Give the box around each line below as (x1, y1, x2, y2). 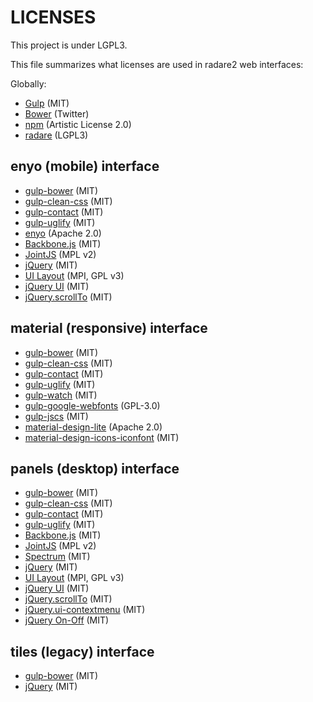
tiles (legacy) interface (10, 643, 155, 660)
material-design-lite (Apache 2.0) (24, 421, 163, 433)
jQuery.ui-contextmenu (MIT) (24, 604, 146, 616)
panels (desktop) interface (10, 460, 180, 477)
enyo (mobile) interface (10, 158, 160, 175)
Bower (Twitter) (24, 107, 90, 120)
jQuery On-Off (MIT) (24, 614, 110, 626)
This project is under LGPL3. (10, 39, 128, 51)
